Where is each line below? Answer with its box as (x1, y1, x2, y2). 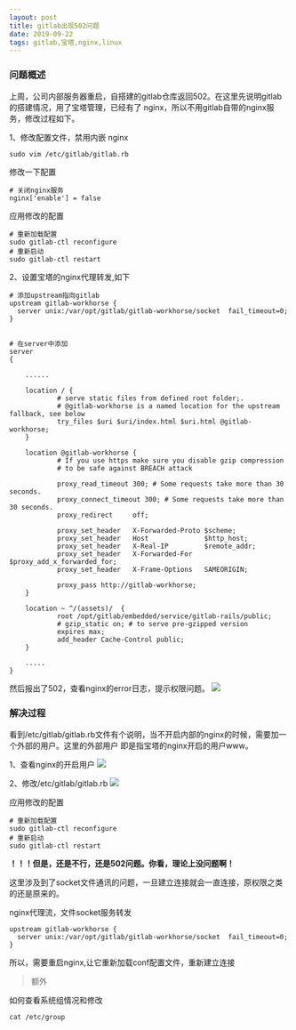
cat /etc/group (9, 1012, 66, 1021)
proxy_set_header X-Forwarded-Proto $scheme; (56, 526, 237, 535)
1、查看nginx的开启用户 (9, 759, 95, 769)
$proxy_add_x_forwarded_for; (9, 557, 117, 566)
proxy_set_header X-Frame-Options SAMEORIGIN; (56, 565, 249, 574)
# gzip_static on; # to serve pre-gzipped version (56, 619, 249, 628)
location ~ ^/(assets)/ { (25, 604, 125, 613)
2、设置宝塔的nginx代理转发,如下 (9, 271, 131, 282)
